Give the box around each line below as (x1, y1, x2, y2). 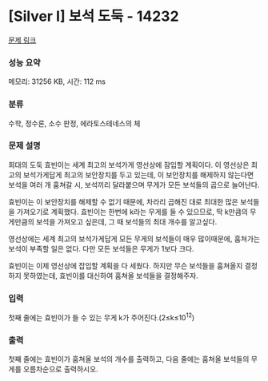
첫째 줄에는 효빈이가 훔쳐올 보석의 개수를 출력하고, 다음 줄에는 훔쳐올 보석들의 (8, 355, 250, 364)
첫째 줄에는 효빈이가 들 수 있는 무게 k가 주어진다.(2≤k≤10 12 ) (8, 312, 195, 322)
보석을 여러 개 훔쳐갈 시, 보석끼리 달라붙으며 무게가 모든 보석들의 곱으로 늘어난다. (8, 180, 260, 189)
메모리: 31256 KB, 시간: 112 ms (8, 77, 106, 86)
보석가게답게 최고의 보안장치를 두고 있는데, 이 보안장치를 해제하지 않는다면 (22, 169, 254, 180)
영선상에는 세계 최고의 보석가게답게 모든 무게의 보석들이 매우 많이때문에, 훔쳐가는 (8, 233, 261, 244)
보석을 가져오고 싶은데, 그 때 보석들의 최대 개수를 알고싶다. (35, 216, 218, 226)
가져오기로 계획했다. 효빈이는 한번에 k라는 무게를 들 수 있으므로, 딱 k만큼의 (16, 207, 248, 216)
